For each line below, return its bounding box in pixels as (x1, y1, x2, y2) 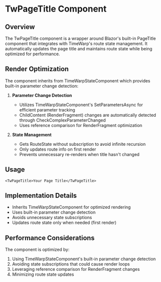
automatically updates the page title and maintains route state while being (5, 46, 153, 51)
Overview (5, 23, 35, 31)
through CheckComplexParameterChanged (19, 117, 106, 123)
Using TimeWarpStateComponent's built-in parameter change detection (12, 256, 156, 262)
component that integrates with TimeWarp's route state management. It (5, 41, 148, 47)
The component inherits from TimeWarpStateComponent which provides (5, 78, 150, 83)
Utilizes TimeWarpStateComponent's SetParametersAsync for (19, 102, 143, 108)
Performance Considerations (5, 234, 95, 242)
